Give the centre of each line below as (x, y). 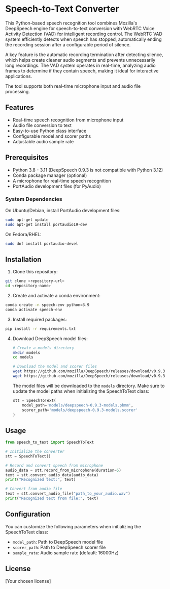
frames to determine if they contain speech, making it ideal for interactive (82, 71)
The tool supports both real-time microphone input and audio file (73, 86)
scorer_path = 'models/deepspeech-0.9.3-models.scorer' (80, 410)
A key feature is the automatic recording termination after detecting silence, (84, 55)
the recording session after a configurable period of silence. (68, 44)
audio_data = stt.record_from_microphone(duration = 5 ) (63, 470)
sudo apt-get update (27, 220)
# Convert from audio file (34, 489)
